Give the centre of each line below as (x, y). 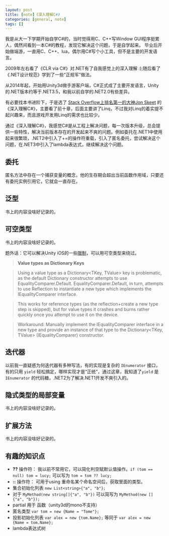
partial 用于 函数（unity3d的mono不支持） (56, 505)
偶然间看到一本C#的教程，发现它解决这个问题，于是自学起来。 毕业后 (86, 45)
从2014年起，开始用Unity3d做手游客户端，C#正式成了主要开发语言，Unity (82, 86)
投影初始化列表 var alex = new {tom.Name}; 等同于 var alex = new (81, 517)
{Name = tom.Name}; (33, 522)
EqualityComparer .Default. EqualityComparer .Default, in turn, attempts (90, 283)
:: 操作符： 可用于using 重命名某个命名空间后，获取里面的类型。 (79, 482)
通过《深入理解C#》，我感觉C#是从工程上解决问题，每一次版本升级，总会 (81, 126)
